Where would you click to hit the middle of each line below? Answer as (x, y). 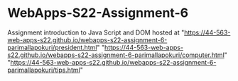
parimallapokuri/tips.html (44, 70)
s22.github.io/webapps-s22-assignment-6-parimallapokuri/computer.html (116, 55)
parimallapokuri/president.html (52, 47)
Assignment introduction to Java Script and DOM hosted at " (96, 32)
